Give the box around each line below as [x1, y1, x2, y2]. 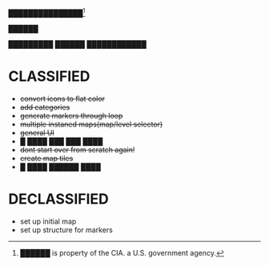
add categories [19, 102, 70, 111]
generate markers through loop [19, 111, 123, 120]
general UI [19, 127, 54, 137]
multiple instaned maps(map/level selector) [19, 119, 163, 129]
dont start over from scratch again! [19, 144, 135, 155]
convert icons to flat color [19, 94, 106, 103]
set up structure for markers [19, 224, 114, 235]
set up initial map [19, 216, 77, 226]
